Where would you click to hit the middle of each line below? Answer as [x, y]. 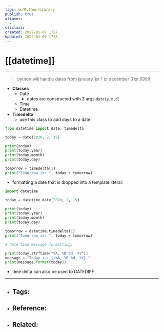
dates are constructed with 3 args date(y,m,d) [73, 98]
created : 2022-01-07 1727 [31, 32]
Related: [25, 325]
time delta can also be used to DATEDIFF [53, 272]
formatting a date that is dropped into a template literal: [67, 182]
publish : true [20, 14]
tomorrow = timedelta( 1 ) [30, 169]
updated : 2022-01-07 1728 [31, 37]
